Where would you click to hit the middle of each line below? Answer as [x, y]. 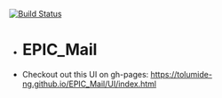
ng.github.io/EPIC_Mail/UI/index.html [89, 84]
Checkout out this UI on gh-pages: [85, 74]
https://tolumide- [182, 74]
